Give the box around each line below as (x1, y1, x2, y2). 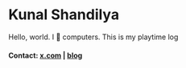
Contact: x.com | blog (8, 50, 83, 60)
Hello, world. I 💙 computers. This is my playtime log (8, 32, 179, 42)
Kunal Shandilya (8, 6, 119, 24)
